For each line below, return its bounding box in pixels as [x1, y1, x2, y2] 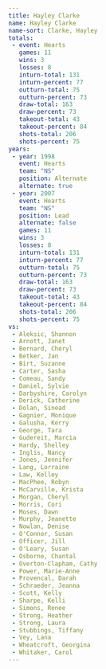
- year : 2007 [11, 189, 56, 198]
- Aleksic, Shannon [11, 330, 77, 338]
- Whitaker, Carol [11, 648, 73, 657]
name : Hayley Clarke [8, 19, 77, 27]
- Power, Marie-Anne [11, 567, 80, 575]
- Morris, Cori [11, 500, 62, 508]
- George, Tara [11, 426, 62, 434]
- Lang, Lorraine [11, 464, 69, 471]
